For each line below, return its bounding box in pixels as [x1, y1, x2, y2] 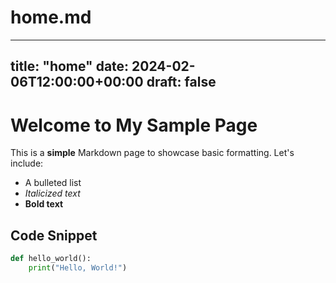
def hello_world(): [10, 254, 92, 264]
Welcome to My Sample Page [10, 114, 258, 136]
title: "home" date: [10, 58, 130, 75]
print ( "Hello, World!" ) [28, 262, 128, 273]
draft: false [146, 74, 217, 91]
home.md [10, 6, 92, 29]
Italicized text [24, 187, 81, 200]
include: [10, 157, 44, 170]
